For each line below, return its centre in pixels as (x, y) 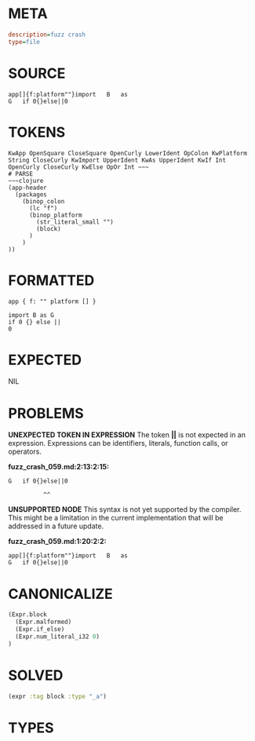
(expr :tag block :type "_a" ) (58, 696)
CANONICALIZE (61, 594)
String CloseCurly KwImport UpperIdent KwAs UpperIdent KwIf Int (117, 160)
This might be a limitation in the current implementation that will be (116, 518)
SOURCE (37, 73)
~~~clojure (26, 181)
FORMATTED (51, 280)
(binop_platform (55, 215)
